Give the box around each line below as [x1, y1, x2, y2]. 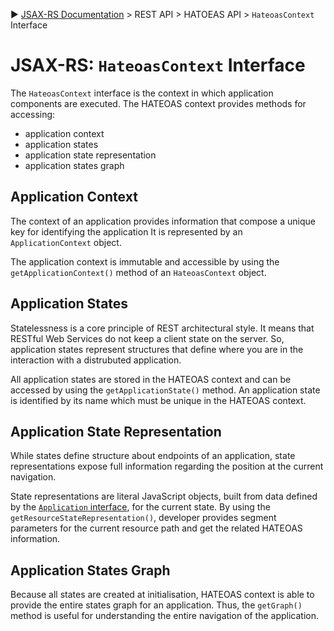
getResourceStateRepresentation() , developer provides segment [10, 512, 277, 524]
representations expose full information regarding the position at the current [10, 460, 324, 473]
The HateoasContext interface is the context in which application [10, 87, 274, 99]
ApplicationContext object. [10, 236, 122, 248]
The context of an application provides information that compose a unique [10, 215, 316, 227]
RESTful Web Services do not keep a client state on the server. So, [10, 332, 285, 344]
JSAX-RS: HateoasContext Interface [10, 54, 306, 77]
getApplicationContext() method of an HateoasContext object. [10, 266, 267, 278]
